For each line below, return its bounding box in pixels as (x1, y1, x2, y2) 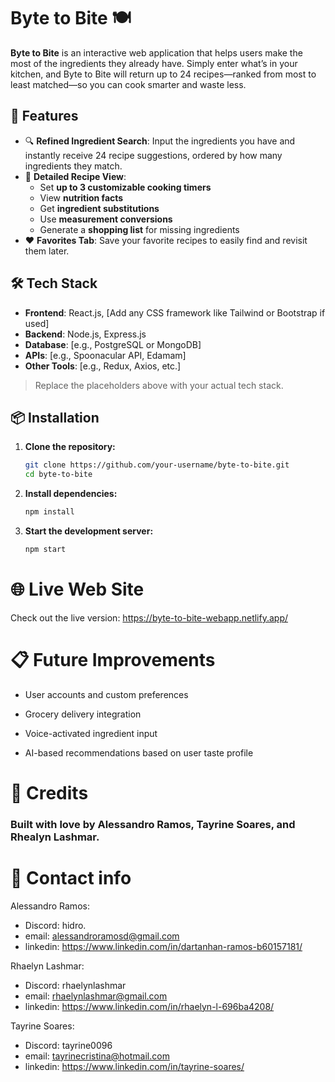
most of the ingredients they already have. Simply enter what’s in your (10, 57, 298, 69)
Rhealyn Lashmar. (10, 830, 100, 844)
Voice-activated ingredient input (24, 727, 158, 739)
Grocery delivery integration (24, 708, 142, 720)
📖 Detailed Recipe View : (24, 170, 127, 182)
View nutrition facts (39, 191, 124, 204)
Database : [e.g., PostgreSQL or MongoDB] (24, 338, 202, 350)
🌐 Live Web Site (10, 578, 145, 601)
